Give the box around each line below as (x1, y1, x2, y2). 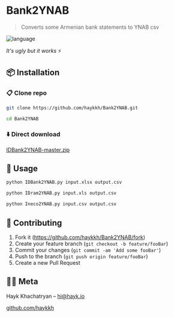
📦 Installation (6, 67, 60, 78)
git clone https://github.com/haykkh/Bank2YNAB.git (6, 104, 138, 111)
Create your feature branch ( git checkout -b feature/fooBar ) (14, 240, 169, 247)
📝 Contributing (6, 217, 62, 228)
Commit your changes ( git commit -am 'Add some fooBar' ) (14, 246, 161, 253)
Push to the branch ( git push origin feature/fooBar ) (14, 253, 148, 260)
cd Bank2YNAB (6, 115, 39, 122)
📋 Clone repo (6, 89, 47, 97)
